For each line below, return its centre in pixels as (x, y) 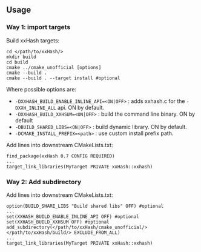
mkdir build (21, 57)
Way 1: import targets (38, 27)
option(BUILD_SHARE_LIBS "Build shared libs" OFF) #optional (85, 206)
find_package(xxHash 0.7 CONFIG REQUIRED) (61, 156)
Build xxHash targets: (33, 40)
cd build (17, 62)
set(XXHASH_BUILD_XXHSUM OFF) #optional (58, 222)
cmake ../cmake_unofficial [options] (54, 67)
